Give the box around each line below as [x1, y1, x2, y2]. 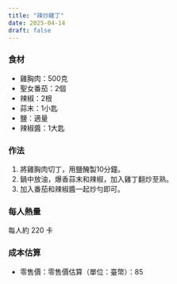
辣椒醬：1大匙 [19, 123, 65, 132]
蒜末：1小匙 [19, 103, 58, 113]
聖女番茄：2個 [19, 83, 67, 93]
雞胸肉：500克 [19, 73, 68, 83]
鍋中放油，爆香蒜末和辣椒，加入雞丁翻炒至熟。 [19, 174, 173, 183]
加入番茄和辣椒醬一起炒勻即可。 [19, 184, 125, 194]
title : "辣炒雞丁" [8, 11, 65, 20]
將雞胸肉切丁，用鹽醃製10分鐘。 [19, 164, 125, 174]
